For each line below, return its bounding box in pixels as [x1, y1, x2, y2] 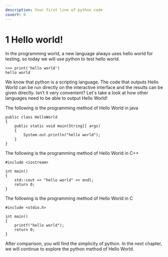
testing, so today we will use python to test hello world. [5, 56, 120, 62]
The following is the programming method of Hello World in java [5, 105, 138, 111]
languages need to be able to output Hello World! [5, 95, 108, 101]
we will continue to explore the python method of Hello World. [5, 246, 135, 252]
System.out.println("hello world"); [23, 133, 101, 138]
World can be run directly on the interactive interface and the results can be [5, 84, 163, 91]
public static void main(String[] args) [14, 123, 101, 129]
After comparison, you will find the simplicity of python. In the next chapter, [5, 241, 162, 247]
